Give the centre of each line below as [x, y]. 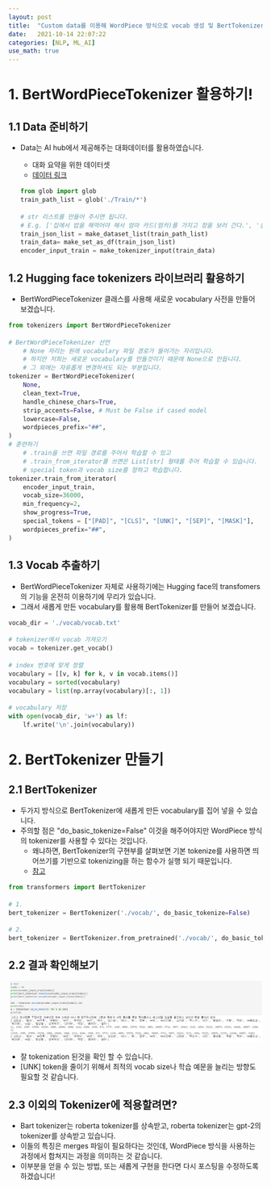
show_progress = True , [57, 512]
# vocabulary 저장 [38, 708]
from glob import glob [58, 191]
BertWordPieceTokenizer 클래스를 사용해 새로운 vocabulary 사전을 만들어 [138, 299]
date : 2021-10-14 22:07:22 [57, 34]
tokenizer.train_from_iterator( [63, 479]
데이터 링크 [49, 175]
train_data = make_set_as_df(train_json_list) [98, 242]
